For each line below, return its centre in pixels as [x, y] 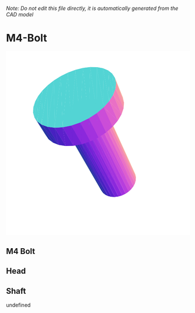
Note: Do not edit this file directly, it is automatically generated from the [92, 8]
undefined [18, 305]
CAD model [20, 14]
